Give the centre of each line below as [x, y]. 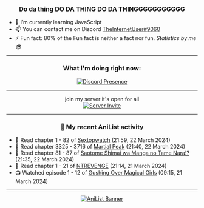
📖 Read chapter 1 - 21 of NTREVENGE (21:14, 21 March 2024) [91, 166]
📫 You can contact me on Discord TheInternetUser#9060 [88, 29]
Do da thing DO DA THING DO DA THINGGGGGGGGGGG [102, 9]
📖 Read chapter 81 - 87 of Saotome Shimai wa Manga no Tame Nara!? [102, 153]
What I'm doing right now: [102, 69]
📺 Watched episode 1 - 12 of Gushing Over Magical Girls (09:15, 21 [98, 172]
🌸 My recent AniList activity [102, 127]
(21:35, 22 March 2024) [45, 159]
